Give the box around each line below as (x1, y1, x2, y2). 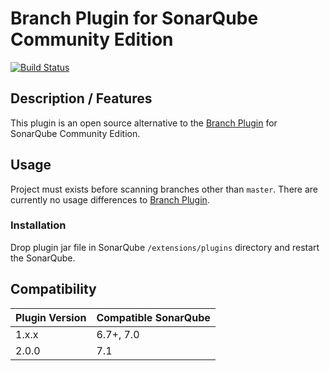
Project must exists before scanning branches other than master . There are (10, 183, 318, 195)
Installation (10, 218, 67, 232)
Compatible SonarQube (96, 310, 211, 324)
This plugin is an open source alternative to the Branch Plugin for (10, 117, 278, 129)
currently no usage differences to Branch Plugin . (10, 193, 210, 206)
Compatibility (10, 281, 97, 298)
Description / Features (10, 90, 153, 107)
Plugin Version (15, 310, 87, 324)
